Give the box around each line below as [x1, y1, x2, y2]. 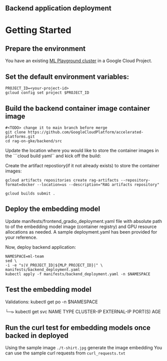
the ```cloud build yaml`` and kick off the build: [5, 153, 101, 159]
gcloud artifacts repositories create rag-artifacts [5, 178, 119, 183]
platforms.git [5, 134, 35, 140]
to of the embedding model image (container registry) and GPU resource [5, 223, 157, 230]
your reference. [5, 234, 38, 240]
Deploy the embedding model [5, 205, 100, 213]
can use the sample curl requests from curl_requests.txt [5, 350, 126, 356]
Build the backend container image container [5, 104, 150, 113]
